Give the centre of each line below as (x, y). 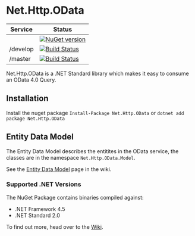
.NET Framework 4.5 (40, 209)
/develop (21, 49)
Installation (27, 99)
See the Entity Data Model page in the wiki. (59, 169)
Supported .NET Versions (44, 184)
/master (20, 58)
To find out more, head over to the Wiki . (55, 226)
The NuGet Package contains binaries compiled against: (75, 197)
